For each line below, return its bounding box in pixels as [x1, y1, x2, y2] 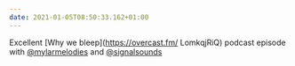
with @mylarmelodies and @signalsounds [9, 46, 163, 57]
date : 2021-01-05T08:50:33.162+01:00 [9, 12, 149, 22]
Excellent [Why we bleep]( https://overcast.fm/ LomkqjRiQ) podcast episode [9, 37, 286, 48]
